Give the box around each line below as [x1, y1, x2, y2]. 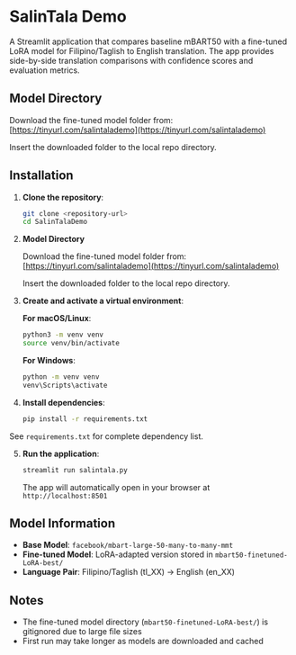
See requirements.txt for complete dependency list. [9, 430, 204, 442]
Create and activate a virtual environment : [22, 295, 184, 307]
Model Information [9, 516, 116, 531]
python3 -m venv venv [22, 330, 104, 339]
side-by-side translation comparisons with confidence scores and [9, 55, 254, 66]
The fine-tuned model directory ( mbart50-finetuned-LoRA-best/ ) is [22, 616, 268, 627]
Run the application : [22, 448, 100, 459]
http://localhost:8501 [22, 491, 108, 500]
